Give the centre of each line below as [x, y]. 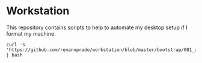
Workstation [38, 11]
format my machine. [31, 33]
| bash [14, 55]
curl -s [16, 45]
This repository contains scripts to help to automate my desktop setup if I [97, 27]
